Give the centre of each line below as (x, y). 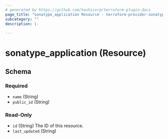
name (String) (25, 96)
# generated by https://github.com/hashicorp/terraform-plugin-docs (78, 10)
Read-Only (19, 114)
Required (16, 85)
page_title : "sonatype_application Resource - (54, 14)
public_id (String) (31, 102)
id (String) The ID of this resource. (48, 126)
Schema (18, 71)
